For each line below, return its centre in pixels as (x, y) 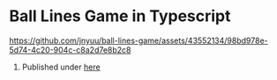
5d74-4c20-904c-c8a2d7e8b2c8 (70, 49)
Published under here (61, 67)
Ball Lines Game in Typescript (120, 16)
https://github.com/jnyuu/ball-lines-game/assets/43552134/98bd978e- (138, 40)
